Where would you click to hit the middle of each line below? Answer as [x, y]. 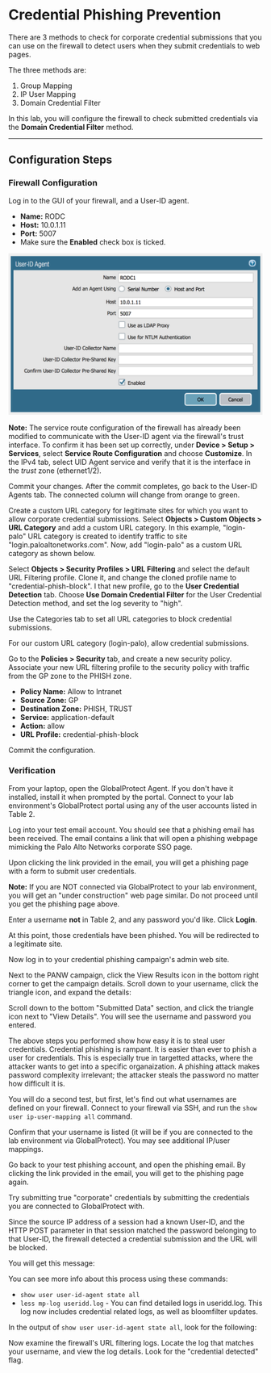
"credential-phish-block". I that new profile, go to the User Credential [124, 586]
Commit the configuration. [52, 750]
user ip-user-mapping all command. [71, 1116]
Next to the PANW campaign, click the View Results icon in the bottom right [134, 975]
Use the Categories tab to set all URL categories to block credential [120, 618]
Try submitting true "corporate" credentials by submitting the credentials [129, 1197]
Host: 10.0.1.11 [43, 224]
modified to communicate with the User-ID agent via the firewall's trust [126, 436]
